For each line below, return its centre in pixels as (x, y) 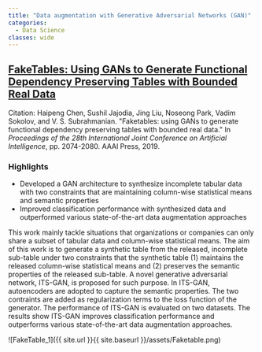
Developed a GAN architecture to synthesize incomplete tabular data (131, 184)
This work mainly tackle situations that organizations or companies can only (131, 232)
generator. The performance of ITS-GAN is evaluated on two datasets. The (129, 308)
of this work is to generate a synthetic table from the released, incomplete (128, 250)
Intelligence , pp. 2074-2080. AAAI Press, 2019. (84, 146)
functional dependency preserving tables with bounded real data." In (119, 130)
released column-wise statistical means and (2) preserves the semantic (124, 266)
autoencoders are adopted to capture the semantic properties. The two (124, 291)
